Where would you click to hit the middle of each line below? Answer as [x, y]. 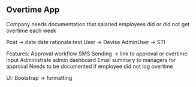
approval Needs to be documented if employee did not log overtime [90, 66]
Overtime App [33, 10]
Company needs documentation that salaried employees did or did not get [98, 24]
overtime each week [31, 30]
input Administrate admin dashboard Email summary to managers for [91, 60]
